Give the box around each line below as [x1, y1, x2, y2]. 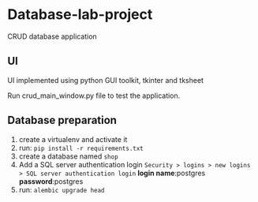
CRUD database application [7, 32, 98, 41]
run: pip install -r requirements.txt [18, 143, 144, 152]
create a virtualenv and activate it [18, 134, 128, 144]
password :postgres [18, 176, 84, 186]
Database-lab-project [7, 6, 153, 24]
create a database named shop [18, 151, 119, 161]
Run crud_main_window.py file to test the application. [7, 91, 181, 100]
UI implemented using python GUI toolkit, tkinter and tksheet [7, 75, 204, 84]
